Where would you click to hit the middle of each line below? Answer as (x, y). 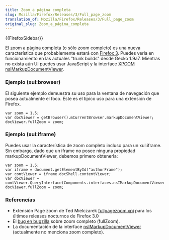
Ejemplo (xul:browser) (33, 82)
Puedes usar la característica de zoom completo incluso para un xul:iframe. (83, 145)
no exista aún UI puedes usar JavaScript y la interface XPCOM (70, 64)
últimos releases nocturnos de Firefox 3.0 (56, 216)
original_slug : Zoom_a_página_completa (47, 24)
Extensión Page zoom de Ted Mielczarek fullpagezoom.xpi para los (82, 211)
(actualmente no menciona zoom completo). (58, 232)
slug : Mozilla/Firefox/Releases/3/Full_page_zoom (58, 15)
